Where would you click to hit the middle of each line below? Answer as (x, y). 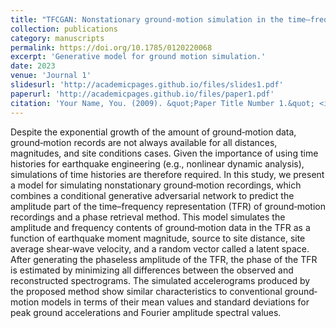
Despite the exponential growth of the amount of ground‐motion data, (153, 132)
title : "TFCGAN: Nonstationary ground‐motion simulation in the (147, 19)
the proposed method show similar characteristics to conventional (146, 291)
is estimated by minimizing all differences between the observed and (152, 270)
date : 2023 (33, 66)
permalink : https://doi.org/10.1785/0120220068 (111, 47)
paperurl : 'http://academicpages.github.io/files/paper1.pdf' (142, 94)
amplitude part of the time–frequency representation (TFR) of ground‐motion (168, 206)
